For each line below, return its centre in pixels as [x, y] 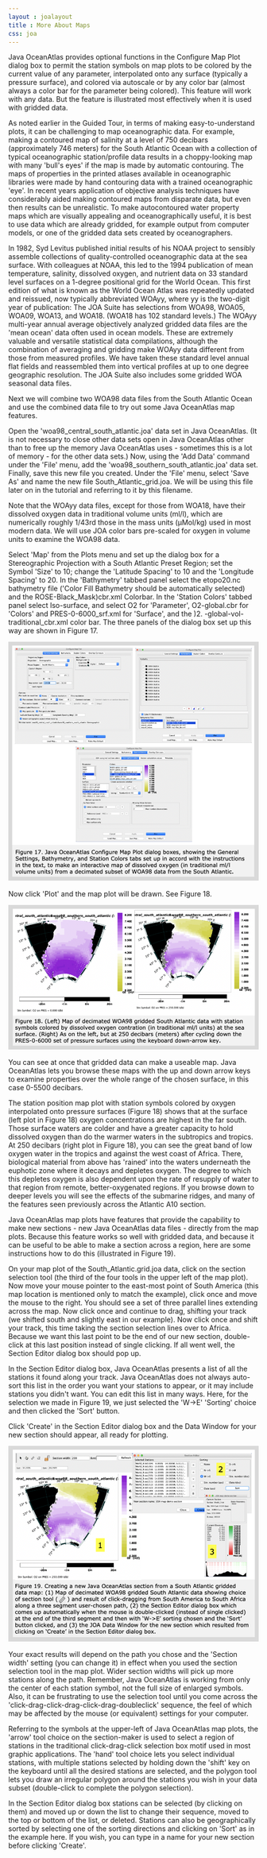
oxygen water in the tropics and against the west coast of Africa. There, [126, 1154]
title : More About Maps [49, 25]
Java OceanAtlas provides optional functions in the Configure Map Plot [124, 57]
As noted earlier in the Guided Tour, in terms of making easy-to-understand [132, 123]
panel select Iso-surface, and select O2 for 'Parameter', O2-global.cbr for [128, 606]
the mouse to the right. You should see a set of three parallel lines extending [133, 1303]
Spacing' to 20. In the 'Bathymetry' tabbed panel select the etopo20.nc [124, 580]
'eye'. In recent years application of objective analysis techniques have [124, 191]
